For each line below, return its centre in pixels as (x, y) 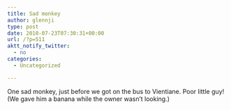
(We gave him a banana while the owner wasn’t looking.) (88, 99)
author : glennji (31, 20)
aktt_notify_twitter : (39, 46)
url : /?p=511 (26, 40)
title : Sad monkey (34, 14)
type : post (23, 26)
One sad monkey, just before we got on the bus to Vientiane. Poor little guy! (116, 91)
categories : (24, 59)
